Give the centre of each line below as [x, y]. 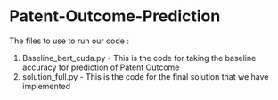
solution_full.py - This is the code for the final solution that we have [145, 76]
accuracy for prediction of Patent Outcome [101, 67]
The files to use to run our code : [69, 41]
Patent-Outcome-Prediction [115, 16]
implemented [46, 86]
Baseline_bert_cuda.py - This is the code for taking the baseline [139, 58]
